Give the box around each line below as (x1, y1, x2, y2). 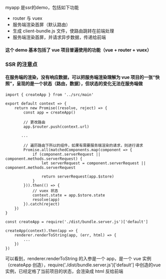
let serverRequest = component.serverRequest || (41, 160, 146, 166)
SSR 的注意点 (5, 60, 38, 67)
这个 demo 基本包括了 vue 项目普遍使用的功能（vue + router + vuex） (5, 47, 152, 53)
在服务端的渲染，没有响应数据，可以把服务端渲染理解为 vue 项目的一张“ (5, 74, 155, 80)
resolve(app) (32, 197, 60, 202)
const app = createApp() (23, 110, 76, 115)
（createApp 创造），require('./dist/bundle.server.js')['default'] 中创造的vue (5, 262, 161, 268)
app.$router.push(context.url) (23, 124, 90, 129)
